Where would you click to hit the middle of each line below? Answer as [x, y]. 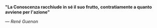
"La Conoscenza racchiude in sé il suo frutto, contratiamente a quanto [78, 7]
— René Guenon [22, 21]
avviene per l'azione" [28, 12]
